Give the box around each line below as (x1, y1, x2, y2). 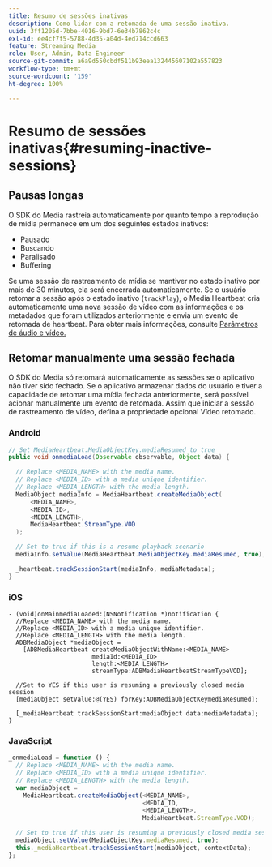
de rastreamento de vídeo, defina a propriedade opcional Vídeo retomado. (8, 407, 257, 417)
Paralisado (19, 251, 56, 261)
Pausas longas (8, 188, 84, 203)
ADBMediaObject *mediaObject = (15, 638, 121, 647)
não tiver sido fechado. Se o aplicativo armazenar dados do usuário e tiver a (8, 381, 263, 391)
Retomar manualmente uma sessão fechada (8, 350, 236, 365)
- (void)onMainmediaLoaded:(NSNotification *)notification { (8, 610, 219, 619)
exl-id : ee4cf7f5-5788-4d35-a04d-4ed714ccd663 (8, 34, 168, 43)
